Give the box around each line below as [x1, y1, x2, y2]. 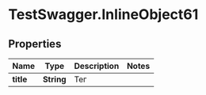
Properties [8, 37, 62, 51]
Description [74, 61, 120, 71]
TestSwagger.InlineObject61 [8, 6, 199, 24]
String [42, 74, 67, 85]
